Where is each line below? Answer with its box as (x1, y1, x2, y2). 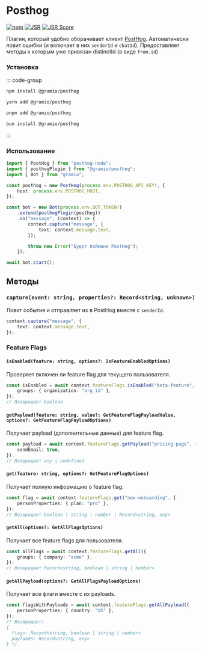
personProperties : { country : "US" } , (17, 608, 114, 614)
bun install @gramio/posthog (6, 121, 79, 127)
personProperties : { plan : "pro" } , (17, 500, 109, 506)
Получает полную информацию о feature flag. (6, 483, 124, 490)
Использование (6, 147, 55, 155)
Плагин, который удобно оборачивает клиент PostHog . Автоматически (6, 35, 189, 42)
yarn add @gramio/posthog (6, 99, 71, 105)
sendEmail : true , (17, 447, 61, 453)
